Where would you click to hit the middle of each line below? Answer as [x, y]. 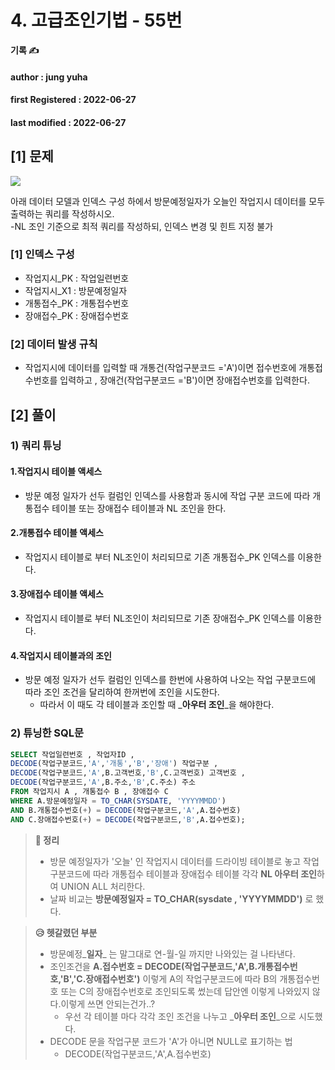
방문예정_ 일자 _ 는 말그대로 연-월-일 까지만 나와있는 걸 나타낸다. [172, 953]
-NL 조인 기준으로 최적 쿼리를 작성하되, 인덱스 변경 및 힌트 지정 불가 [142, 226]
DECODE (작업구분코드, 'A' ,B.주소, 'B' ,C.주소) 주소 [103, 782]
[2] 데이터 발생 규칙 [54, 344]
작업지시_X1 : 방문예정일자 [76, 290]
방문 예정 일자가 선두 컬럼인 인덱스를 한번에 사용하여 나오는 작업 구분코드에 [170, 680]
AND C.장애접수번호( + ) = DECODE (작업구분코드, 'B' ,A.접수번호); [128, 819]
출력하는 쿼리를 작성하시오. [62, 213]
